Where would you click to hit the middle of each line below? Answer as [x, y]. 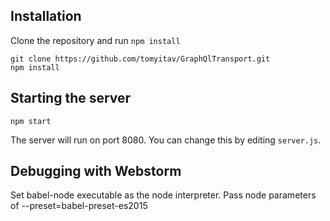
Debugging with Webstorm [96, 171]
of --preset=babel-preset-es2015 [79, 206]
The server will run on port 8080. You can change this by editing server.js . [166, 140]
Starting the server [71, 98]
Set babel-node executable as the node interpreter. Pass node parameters [163, 195]
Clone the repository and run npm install [95, 40]
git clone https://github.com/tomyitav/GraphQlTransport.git [140, 59]
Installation [46, 16]
